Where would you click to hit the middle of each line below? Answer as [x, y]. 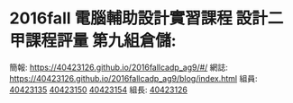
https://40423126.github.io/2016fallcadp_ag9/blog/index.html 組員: [133, 78]
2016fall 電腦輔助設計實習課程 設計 [139, 18]
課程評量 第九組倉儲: [101, 41]
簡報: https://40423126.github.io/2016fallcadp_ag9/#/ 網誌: [119, 67]
